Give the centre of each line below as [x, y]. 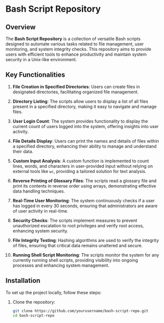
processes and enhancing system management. [61, 265]
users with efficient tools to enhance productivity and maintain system [76, 54]
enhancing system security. [41, 231]
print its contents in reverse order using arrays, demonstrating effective [84, 186]
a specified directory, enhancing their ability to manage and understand [84, 146]
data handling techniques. [39, 191]
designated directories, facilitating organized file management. [75, 92]
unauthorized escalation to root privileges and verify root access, [78, 225]
